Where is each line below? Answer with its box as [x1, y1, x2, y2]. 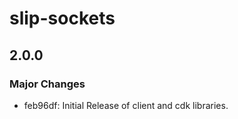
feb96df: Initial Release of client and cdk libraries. [23, 99, 229, 111]
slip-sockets [9, 7, 116, 30]
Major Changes [9, 77, 86, 91]
